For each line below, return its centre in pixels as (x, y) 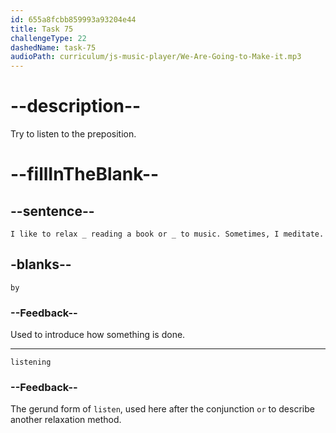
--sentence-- (52, 211)
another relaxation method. (66, 420)
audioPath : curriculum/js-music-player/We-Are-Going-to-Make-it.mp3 (156, 57)
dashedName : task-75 (53, 47)
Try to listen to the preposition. (73, 134)
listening (31, 362)
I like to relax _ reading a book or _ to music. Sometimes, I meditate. (167, 234)
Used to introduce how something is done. (98, 335)
